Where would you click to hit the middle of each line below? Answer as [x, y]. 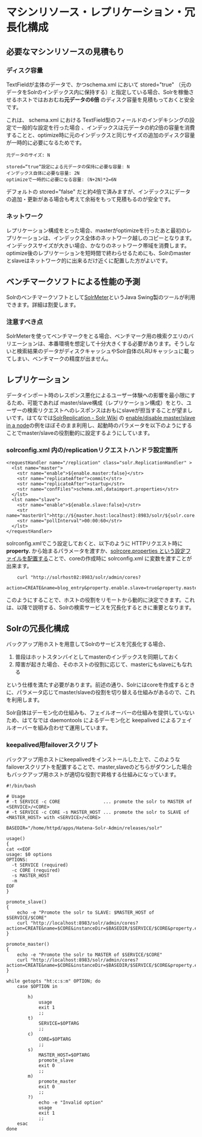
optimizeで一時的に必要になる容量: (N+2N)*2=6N [62, 179]
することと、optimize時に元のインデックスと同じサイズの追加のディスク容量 [101, 135]
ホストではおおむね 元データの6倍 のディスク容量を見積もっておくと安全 [106, 100]
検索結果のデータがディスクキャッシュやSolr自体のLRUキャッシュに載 [103, 351]
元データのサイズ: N [28, 155]
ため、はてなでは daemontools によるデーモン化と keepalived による [91, 720]
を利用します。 [25, 700]
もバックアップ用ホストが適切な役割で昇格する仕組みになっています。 [93, 774]
